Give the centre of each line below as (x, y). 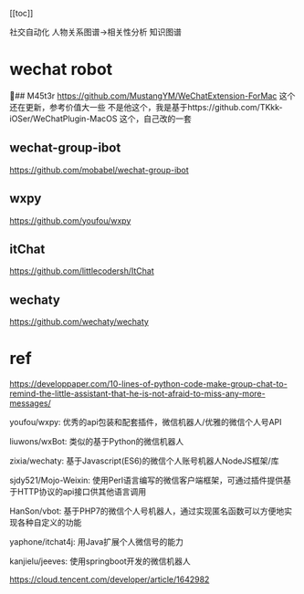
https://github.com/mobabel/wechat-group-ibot (99, 170)
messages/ (31, 403)
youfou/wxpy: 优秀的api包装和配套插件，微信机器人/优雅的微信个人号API (146, 422)
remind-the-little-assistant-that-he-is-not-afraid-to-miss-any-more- (138, 394)
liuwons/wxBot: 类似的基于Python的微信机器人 (97, 442)
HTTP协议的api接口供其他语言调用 (82, 492)
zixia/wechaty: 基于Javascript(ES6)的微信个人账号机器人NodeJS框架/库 (144, 461)
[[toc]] (21, 13)
